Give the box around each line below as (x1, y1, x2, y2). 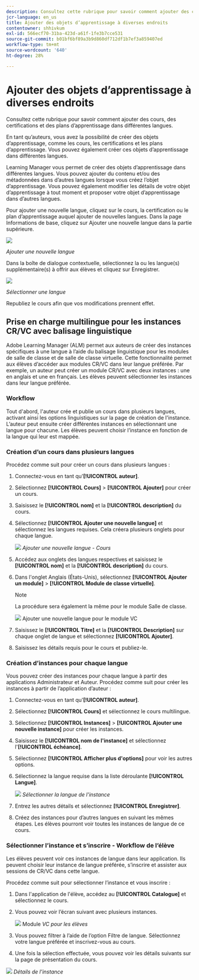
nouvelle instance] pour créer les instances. (14, 726, 124, 733)
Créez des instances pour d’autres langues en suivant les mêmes (14, 814, 174, 821)
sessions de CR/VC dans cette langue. (6, 868, 99, 875)
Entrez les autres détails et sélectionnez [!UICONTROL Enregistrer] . (14, 802, 181, 810)
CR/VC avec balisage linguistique (6, 326, 132, 336)
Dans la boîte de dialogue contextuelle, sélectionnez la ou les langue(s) (6, 259, 180, 266)
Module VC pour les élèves (22, 920, 88, 927)
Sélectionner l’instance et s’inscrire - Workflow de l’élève (6, 842, 175, 850)
